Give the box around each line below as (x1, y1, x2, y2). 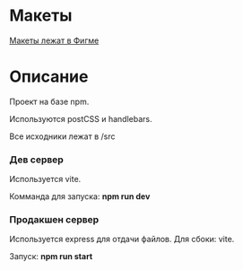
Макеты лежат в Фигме (9, 35, 100, 46)
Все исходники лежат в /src (9, 131, 116, 142)
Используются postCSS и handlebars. (9, 113, 152, 124)
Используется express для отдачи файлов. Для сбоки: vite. (9, 234, 235, 245)
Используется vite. (9, 174, 82, 185)
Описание (9, 66, 89, 87)
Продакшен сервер (9, 213, 100, 226)
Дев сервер (9, 153, 65, 166)
